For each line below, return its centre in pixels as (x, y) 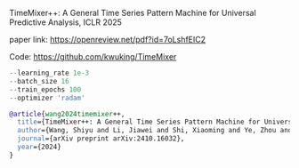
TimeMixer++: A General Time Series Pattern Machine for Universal (133, 13)
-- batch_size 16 (39, 81)
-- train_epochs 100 (45, 89)
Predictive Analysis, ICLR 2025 (66, 22)
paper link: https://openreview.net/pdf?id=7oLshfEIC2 (108, 40)
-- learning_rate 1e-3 (49, 73)
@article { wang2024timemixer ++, (67, 114)
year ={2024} (40, 147)
